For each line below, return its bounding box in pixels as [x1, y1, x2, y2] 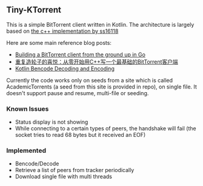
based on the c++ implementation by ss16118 [6, 27, 119, 35]
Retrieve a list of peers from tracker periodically [15, 167, 135, 174]
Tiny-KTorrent [6, 5, 62, 15]
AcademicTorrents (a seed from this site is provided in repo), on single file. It [6, 83, 197, 90]
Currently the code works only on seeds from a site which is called [6, 76, 173, 84]
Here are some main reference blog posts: [6, 39, 112, 46]
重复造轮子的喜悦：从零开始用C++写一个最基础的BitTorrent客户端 [15, 58, 179, 65]
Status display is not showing [15, 118, 88, 126]
